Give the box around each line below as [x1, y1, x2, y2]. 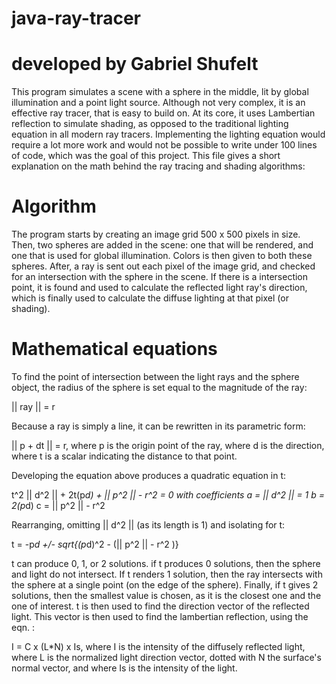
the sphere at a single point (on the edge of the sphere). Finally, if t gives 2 [11, 579, 319, 591]
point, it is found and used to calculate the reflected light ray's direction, [11, 282, 308, 294]
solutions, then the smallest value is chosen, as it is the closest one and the [11, 590, 322, 601]
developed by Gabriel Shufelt [11, 53, 259, 76]
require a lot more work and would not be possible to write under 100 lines [11, 139, 318, 151]
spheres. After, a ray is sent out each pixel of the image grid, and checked [11, 260, 316, 272]
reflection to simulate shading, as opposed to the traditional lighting [11, 118, 289, 130]
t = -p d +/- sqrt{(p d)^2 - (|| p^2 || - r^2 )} [11, 538, 179, 550]
